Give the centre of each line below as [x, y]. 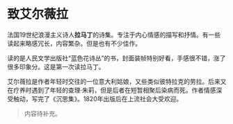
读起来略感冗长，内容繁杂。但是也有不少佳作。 [74, 43]
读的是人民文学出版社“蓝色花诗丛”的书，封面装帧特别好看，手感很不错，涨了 [116, 58]
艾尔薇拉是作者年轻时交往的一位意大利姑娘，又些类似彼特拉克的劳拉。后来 [114, 81]
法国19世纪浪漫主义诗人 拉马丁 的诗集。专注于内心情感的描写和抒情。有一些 [114, 35]
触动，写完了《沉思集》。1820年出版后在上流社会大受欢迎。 [98, 98]
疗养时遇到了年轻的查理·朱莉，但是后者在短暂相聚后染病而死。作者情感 [115, 90]
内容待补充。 [42, 113]
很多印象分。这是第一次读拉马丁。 [56, 67]
